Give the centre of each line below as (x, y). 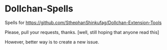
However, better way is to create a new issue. (52, 42)
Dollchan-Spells (39, 9)
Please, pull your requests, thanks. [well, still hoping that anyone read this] (82, 32)
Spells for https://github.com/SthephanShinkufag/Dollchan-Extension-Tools (83, 22)
